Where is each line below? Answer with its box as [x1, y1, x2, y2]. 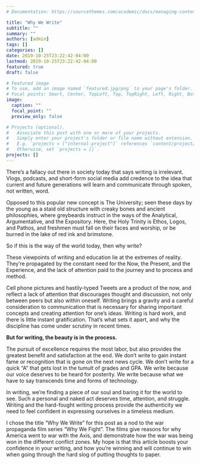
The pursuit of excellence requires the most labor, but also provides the [6, 345, 182, 352]
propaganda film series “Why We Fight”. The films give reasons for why [6, 425, 182, 432]
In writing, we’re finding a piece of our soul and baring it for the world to [6, 388, 183, 395]
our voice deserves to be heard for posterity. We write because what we [6, 370, 183, 378]
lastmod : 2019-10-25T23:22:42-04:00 [6, 58, 97, 64]
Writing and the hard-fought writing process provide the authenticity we [6, 401, 183, 409]
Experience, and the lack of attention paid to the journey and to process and [6, 266, 193, 273]
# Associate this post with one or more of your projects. [6, 129, 161, 136]
